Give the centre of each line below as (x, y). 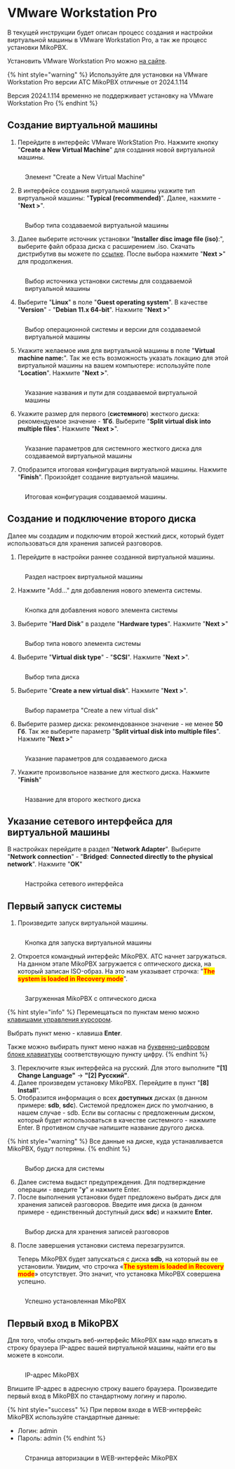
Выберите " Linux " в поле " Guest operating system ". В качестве (113, 302)
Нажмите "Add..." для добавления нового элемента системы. (109, 590)
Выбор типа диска (52, 677)
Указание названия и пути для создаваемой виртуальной (111, 392)
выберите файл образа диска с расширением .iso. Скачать (106, 246)
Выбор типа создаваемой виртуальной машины (97, 225)
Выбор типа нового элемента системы (83, 643)
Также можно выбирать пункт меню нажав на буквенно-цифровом (108, 1047)
